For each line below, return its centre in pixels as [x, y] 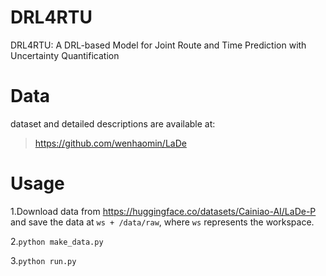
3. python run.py [43, 260]
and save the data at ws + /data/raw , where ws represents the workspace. [162, 222]
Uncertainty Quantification [65, 55]
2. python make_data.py [57, 241]
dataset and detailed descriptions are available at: [113, 123]
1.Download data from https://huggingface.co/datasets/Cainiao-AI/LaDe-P [163, 211]
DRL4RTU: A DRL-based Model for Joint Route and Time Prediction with [158, 45]
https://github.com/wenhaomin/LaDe [110, 143]
